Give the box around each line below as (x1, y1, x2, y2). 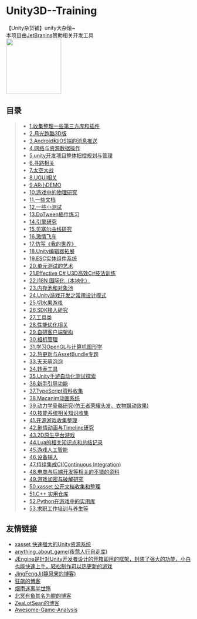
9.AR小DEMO (29, 181, 62, 188)
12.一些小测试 (29, 203, 62, 210)
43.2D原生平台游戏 (29, 431, 75, 438)
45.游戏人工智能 (29, 446, 69, 453)
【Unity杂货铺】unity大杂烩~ (6, 24, 76, 31)
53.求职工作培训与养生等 (29, 505, 89, 512)
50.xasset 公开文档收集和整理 (29, 482, 101, 490)
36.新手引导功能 (29, 380, 69, 387)
